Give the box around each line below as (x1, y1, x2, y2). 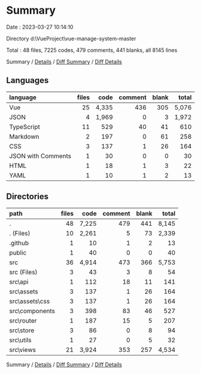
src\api (9, 277, 29, 286)
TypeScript (9, 122, 40, 131)
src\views (9, 345, 36, 354)
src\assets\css (9, 297, 50, 305)
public (9, 249, 27, 257)
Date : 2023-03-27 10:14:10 (6, 23, 74, 30)
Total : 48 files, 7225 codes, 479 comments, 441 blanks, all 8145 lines (6, 46, 178, 54)
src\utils (9, 336, 32, 344)
